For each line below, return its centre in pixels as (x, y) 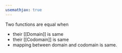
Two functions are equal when (37, 24)
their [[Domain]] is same (38, 34)
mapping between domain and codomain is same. (65, 45)
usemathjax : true (24, 10)
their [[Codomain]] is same (41, 39)
